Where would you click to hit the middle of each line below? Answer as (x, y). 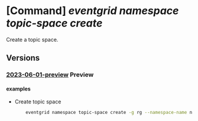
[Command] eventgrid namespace (92, 11)
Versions (23, 58)
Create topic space (38, 102)
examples (18, 89)
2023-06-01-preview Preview (50, 75)
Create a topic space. (32, 39)
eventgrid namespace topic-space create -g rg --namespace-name (106, 113)
